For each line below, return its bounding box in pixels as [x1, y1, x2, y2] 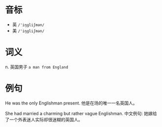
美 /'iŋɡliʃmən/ [12, 27, 45, 33]
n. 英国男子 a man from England [5, 64, 69, 70]
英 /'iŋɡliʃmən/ [12, 22, 45, 27]
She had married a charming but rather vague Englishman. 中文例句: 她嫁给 [5, 110, 157, 116]
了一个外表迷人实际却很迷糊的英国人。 [5, 116, 82, 123]
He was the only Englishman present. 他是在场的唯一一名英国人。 [5, 100, 137, 106]
